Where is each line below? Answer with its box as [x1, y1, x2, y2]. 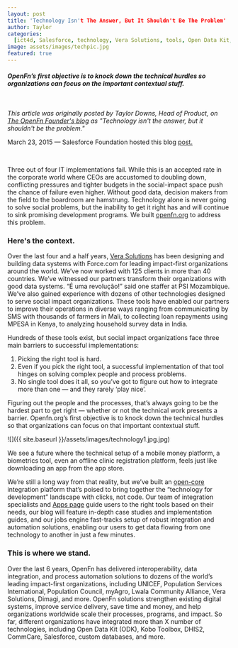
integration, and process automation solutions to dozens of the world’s [7, 572, 213, 581]
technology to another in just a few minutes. [7, 530, 136, 539]
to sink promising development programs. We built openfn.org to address [7, 211, 221, 219]
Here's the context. [7, 236, 76, 246]
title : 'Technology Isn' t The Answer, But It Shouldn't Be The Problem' [7, 17, 227, 24]
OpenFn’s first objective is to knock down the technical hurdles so [7, 72, 206, 80]
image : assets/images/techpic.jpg [7, 43, 110, 50]
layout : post [7, 10, 46, 18]
